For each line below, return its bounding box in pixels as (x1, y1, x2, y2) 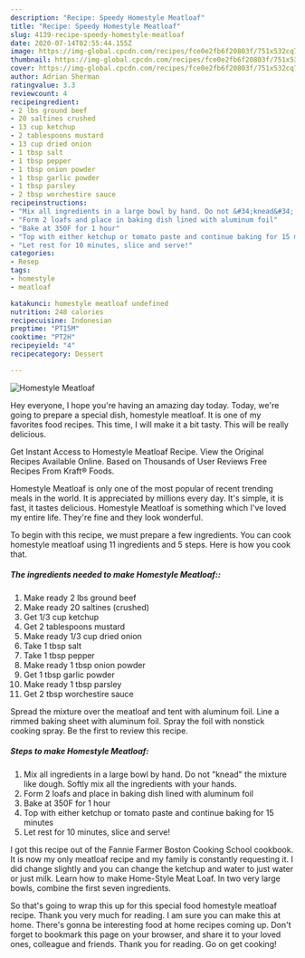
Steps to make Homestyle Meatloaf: (10, 746, 149, 757)
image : (10, 47, 35, 56)
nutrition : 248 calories (10, 307, 104, 317)
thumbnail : (10, 55, 52, 64)
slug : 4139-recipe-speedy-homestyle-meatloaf (10, 30, 185, 39)
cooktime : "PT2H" (10, 332, 76, 342)
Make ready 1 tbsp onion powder (23, 659, 146, 670)
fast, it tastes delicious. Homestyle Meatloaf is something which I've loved (10, 502, 287, 513)
